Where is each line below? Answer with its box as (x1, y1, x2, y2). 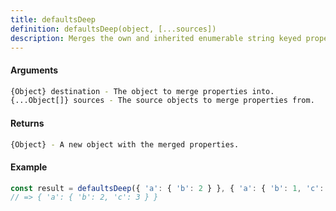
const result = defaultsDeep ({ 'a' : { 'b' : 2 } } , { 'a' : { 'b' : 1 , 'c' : (10, 183, 325, 193)
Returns (10, 117, 45, 129)
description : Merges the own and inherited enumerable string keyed (10, 33, 302, 43)
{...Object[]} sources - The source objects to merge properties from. (10, 96, 315, 106)
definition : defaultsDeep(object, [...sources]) (10, 24, 217, 34)
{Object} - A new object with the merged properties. (10, 139, 240, 150)
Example (10, 161, 48, 173)
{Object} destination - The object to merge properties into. (10, 86, 275, 96)
